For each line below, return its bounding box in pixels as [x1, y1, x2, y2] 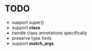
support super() [11, 19, 44, 25]
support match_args [11, 40, 54, 46]
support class [11, 24, 41, 30]
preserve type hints [11, 35, 52, 41]
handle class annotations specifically [11, 30, 88, 36]
